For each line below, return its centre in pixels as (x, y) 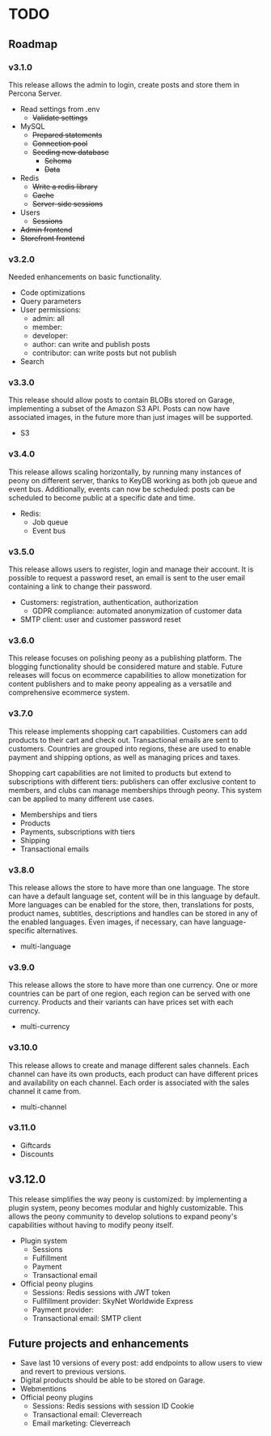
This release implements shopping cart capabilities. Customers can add (128, 731)
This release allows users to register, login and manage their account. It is (131, 569)
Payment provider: (63, 1310)
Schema (58, 161)
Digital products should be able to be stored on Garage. (112, 1380)
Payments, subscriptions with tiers (78, 831)
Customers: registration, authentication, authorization (109, 602)
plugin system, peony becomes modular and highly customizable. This (126, 1207)
